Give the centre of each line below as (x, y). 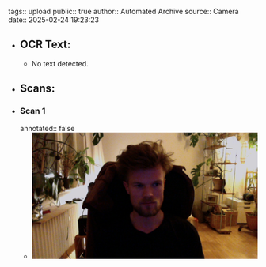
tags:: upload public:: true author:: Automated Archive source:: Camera (123, 11)
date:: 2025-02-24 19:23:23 (54, 20)
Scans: (37, 89)
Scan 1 (32, 111)
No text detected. (60, 63)
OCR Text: (45, 45)
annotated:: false (47, 128)
